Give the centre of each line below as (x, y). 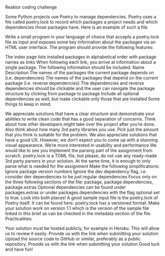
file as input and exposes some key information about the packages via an (81, 42)
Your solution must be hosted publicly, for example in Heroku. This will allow (82, 228)
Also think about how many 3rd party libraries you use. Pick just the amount (82, 129)
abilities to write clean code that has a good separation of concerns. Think (81, 119)
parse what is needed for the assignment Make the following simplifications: (82, 166)
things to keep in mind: (28, 104)
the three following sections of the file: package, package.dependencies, (79, 182)
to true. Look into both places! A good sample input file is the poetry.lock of (82, 198)
